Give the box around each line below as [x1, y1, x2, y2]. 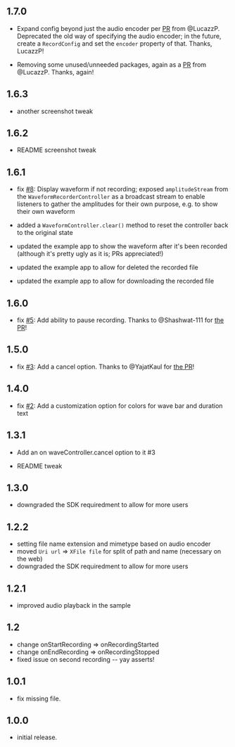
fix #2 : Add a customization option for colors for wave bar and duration [16, 401, 223, 410]
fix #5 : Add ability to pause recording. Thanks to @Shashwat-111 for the [16, 316, 224, 324]
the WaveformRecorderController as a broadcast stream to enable [16, 193, 205, 201]
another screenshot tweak [16, 107, 93, 115]
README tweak [16, 461, 63, 470]
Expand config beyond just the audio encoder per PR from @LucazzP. [16, 24, 220, 32]
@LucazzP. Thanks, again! [16, 68, 94, 76]
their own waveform [16, 207, 75, 216]
